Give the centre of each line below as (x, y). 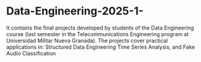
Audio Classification (31, 53)
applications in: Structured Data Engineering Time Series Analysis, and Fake (101, 47)
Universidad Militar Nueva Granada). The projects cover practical (87, 40)
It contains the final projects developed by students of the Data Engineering (100, 28)
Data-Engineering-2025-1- (75, 11)
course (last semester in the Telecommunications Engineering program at (97, 34)
